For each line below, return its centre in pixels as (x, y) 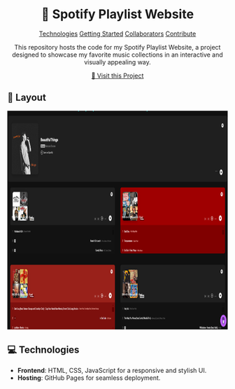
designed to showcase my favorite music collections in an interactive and (117, 55)
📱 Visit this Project (117, 76)
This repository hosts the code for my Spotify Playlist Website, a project (117, 47)
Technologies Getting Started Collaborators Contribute (117, 34)
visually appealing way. (117, 62)
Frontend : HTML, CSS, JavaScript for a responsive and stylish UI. (112, 370)
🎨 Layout (27, 98)
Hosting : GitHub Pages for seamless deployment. (89, 378)
